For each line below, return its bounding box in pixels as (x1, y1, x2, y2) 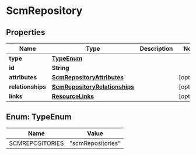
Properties (6, 27, 45, 37)
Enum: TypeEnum (6, 112, 72, 122)
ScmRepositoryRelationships (51, 83, 134, 91)
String (51, 64, 69, 72)
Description (139, 45, 173, 52)
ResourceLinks (51, 92, 94, 100)
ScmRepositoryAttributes (51, 73, 124, 81)
